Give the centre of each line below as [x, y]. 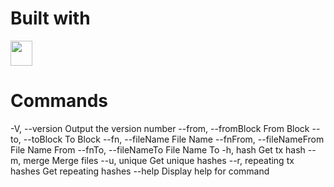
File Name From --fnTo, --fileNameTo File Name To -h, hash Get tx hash [158, 149]
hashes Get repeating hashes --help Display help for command [140, 171]
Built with [50, 18]
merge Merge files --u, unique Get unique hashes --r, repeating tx [159, 160]
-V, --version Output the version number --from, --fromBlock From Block [160, 128]
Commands [59, 101]
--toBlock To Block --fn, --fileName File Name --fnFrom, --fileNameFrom [174, 139]
